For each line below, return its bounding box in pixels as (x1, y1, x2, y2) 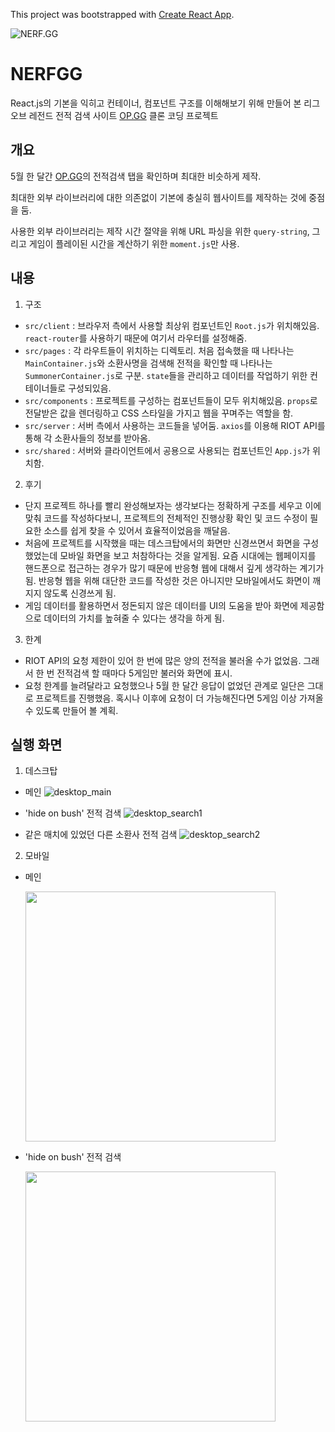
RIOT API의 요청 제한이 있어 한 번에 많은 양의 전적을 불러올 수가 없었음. (24, 654, 302, 666)
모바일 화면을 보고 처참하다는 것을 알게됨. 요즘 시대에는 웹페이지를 (59, 549, 317, 561)
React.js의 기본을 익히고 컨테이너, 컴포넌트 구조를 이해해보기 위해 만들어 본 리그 (10, 97, 321, 109)
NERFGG (10, 63, 83, 86)
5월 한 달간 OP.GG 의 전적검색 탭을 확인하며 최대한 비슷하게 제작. (10, 170, 262, 182)
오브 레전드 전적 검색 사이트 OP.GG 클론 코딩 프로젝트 (10, 109, 219, 121)
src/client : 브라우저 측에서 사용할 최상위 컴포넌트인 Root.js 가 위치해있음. (24, 319, 320, 331)
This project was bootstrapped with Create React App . (10, 9, 235, 20)
